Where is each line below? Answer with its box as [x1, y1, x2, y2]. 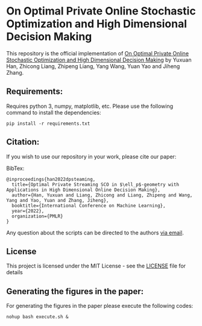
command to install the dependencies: [6, 108, 101, 116]
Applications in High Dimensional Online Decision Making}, [6, 187, 161, 193]
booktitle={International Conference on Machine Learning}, [11, 202, 166, 208]
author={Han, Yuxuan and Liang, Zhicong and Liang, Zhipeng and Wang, [11, 192, 193, 198]
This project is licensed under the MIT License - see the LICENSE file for [6, 262, 186, 269]
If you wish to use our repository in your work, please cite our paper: [6, 152, 177, 160]
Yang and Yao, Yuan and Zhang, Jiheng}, [6, 197, 110, 203]
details [6, 269, 23, 276]
